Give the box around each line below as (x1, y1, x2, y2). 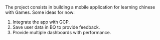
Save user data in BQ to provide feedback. (12, 24, 100, 30)
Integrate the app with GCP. (12, 19, 70, 25)
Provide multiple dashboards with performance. (12, 30, 111, 35)
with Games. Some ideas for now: (5, 9, 75, 15)
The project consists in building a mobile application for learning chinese (5, 4, 155, 10)
